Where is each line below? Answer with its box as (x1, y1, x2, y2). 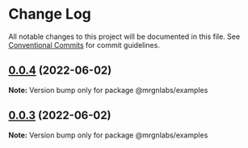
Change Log (8, 5, 91, 23)
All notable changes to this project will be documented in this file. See (8, 32, 241, 41)
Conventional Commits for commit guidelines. (8, 40, 160, 49)
